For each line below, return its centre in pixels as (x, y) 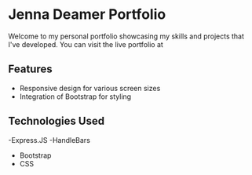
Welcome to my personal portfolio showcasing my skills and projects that (126, 36)
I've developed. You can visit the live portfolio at (86, 44)
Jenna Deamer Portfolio (87, 15)
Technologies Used (56, 121)
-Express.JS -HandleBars (49, 140)
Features (30, 69)
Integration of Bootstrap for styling (75, 97)
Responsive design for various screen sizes (90, 88)
